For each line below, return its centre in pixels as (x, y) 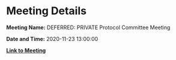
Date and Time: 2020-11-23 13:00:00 (52, 39)
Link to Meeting (26, 50)
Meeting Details (47, 11)
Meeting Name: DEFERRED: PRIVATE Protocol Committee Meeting (88, 27)
